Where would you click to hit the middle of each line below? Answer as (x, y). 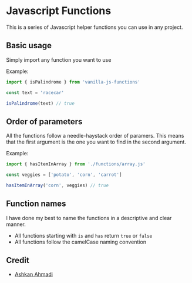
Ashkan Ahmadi (33, 274)
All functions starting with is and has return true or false (83, 235)
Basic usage (29, 46)
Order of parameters (44, 121)
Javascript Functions (59, 11)
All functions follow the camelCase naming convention (80, 242)
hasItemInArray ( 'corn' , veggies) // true (58, 185)
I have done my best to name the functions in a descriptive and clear (89, 218)
